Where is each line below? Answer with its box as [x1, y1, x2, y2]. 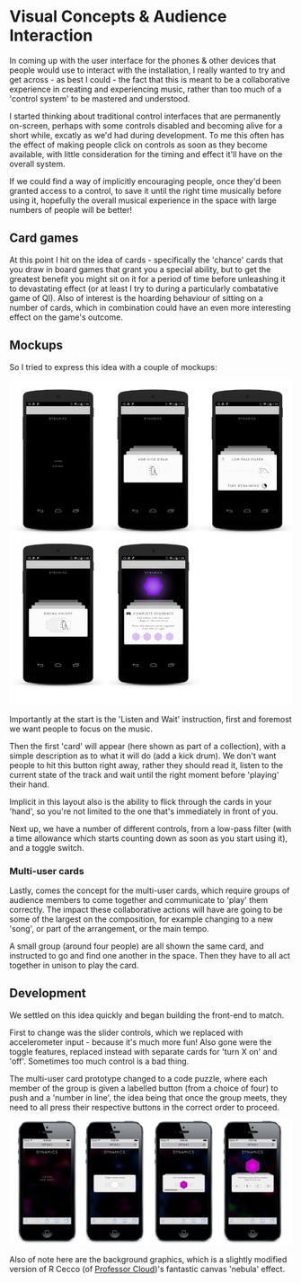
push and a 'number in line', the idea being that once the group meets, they [9, 1092, 288, 1102]
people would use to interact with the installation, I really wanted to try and [9, 65, 286, 75]
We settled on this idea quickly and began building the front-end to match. [9, 1009, 285, 1021]
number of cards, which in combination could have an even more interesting [9, 302, 292, 313]
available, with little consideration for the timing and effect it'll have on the [9, 148, 283, 159]
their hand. [9, 779, 49, 790]
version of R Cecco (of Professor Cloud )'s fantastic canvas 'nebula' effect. [9, 1263, 286, 1274]
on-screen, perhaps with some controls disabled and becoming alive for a [9, 119, 283, 131]
